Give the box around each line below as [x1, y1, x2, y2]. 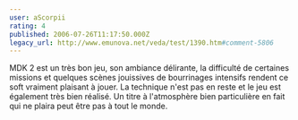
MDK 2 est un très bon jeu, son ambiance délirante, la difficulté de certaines [9, 63, 289, 73]
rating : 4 [9, 21, 47, 30]
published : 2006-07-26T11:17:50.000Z [9, 30, 150, 39]
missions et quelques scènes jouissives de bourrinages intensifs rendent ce [9, 73, 289, 83]
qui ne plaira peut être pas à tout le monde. [9, 100, 168, 112]
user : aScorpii [9, 13, 66, 22]
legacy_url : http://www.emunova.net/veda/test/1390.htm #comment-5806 [9, 38, 275, 47]
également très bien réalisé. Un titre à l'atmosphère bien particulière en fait [9, 91, 285, 102]
